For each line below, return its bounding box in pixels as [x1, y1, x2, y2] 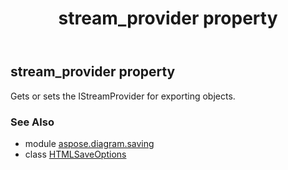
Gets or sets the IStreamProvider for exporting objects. [10, 90, 236, 102]
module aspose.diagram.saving [24, 137, 155, 149]
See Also [10, 115, 55, 129]
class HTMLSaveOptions [24, 148, 127, 160]
